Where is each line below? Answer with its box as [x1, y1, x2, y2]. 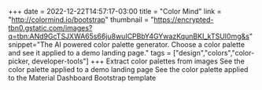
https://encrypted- [153, 15, 214, 24]
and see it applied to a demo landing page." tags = [8, 49, 172, 57]
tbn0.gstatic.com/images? [8, 23, 93, 32]
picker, [8, 56, 30, 66]
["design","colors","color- [172, 49, 255, 57]
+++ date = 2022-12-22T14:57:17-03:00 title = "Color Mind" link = [8, 7, 222, 16]
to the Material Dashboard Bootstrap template [8, 74, 157, 82]
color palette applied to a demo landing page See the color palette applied [8, 65, 249, 74]
